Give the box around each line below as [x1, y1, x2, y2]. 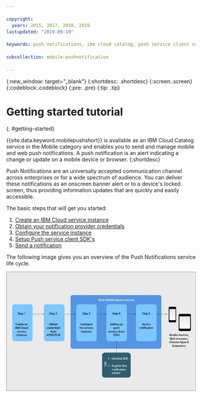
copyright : [6, 16, 34, 22]
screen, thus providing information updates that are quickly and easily [6, 186, 179, 193]
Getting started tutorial [6, 105, 123, 118]
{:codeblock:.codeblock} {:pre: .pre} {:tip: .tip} [6, 84, 120, 91]
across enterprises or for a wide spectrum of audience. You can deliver [6, 174, 183, 181]
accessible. [6, 193, 35, 200]
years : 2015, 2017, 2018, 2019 [11, 22, 90, 28]
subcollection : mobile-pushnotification [6, 54, 109, 60]
